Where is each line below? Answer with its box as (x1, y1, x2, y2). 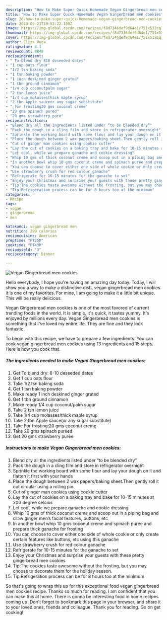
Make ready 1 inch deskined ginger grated (12, 391, 99, 397)
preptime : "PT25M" (5, 238, 44, 243)
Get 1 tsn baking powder (12, 386, 62, 392)
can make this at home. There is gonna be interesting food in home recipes (5, 594, 159, 600)
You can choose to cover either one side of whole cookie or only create (12, 531, 159, 537)
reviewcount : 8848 (5, 49, 44, 54)
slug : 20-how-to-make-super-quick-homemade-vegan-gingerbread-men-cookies (5, 16, 164, 21)
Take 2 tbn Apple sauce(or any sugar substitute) (12, 418, 111, 424)
